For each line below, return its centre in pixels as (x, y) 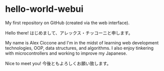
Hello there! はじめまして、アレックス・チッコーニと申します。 (69, 33)
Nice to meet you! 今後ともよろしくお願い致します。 (58, 63)
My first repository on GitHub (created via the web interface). (67, 23)
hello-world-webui (44, 9)
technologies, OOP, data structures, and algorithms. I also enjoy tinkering (80, 48)
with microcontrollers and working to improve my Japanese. (66, 53)
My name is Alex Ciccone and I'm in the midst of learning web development (82, 42)
